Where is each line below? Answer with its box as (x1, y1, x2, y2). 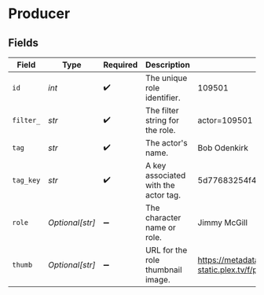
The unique (145, 72, 188, 83)
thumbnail (145, 264, 182, 275)
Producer (8, 5, 71, 23)
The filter (145, 105, 179, 116)
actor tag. (145, 190, 181, 201)
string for (145, 115, 179, 126)
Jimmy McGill (197, 217, 248, 228)
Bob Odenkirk (197, 142, 249, 153)
